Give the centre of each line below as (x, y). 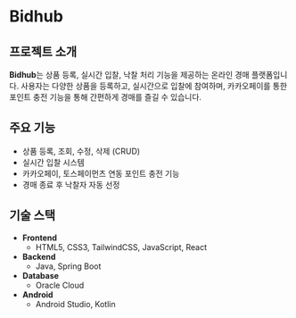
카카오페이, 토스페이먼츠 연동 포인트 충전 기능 (101, 173)
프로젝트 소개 (43, 51)
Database (41, 275)
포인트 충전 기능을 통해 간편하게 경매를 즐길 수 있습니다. (106, 97)
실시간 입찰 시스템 (53, 162)
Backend (39, 256)
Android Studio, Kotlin (75, 304)
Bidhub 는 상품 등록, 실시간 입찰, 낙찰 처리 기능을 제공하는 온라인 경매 (129, 75)
